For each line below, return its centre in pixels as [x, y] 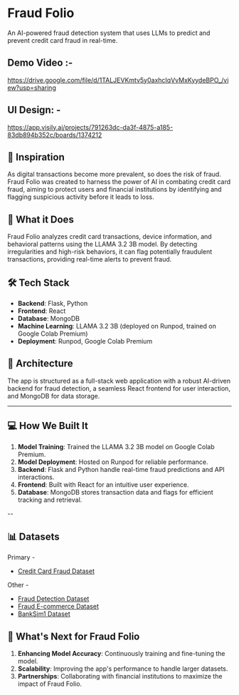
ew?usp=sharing [32, 88]
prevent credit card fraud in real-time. [63, 40]
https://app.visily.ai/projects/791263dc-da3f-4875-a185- [90, 127]
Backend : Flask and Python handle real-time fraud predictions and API [121, 469]
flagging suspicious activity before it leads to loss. [81, 197]
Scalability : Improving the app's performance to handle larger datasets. [123, 669]
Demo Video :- [40, 63]
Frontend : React [42, 311]
